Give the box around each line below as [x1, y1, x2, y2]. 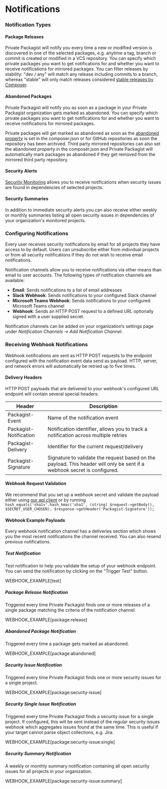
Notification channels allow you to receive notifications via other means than [5, 267, 162, 273]
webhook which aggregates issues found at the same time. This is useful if [5, 724, 159, 730]
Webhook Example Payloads [5, 517, 66, 523]
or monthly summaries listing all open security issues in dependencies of [5, 212, 155, 218]
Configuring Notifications [5, 230, 69, 237]
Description [89, 403, 118, 410]
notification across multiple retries [47, 432, 128, 439]
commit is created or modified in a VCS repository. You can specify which [5, 55, 156, 61]
